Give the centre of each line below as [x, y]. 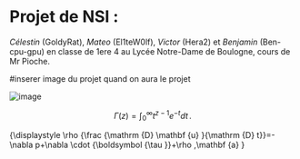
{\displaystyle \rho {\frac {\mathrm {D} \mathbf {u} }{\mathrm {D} [132, 135]
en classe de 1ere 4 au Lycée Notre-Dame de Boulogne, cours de [169, 51]
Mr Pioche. [30, 61]
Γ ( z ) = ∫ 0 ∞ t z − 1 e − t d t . [153, 116]
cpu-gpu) [27, 51]
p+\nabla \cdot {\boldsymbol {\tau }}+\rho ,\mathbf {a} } [140, 145]
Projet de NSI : [64, 17]
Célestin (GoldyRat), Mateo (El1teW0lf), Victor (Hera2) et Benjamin [134, 42]
